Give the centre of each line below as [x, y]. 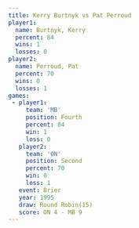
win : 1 [36, 132]
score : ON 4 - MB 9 [50, 212]
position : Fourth [54, 118]
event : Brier [40, 190]
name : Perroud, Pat [47, 67]
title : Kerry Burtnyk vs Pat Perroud [70, 15]
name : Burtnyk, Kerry [51, 30]
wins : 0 [28, 81]
